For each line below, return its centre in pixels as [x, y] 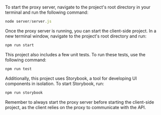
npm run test [18, 69]
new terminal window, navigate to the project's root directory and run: [76, 36]
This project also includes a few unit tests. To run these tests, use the [75, 54]
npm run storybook [24, 93]
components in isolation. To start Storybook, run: [55, 83]
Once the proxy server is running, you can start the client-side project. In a [81, 31]
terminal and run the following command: [47, 12]
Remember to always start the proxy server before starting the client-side [80, 102]
